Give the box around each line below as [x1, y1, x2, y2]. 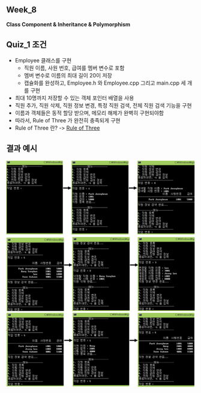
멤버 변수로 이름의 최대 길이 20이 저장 [23, 71, 112, 79]
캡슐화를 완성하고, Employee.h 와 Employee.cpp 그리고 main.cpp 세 [23, 79, 186, 86]
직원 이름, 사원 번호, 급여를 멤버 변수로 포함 [23, 64, 125, 71]
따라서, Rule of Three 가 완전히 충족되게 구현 [14, 116, 121, 124]
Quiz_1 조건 [6, 40, 47, 50]
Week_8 [6, 5, 37, 15]
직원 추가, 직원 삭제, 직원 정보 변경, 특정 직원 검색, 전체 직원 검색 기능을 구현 [14, 101, 192, 109]
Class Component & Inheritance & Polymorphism [6, 20, 131, 28]
